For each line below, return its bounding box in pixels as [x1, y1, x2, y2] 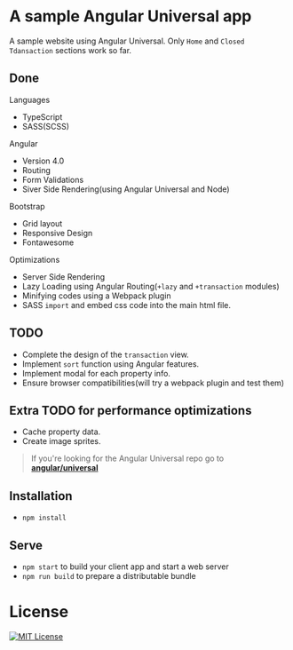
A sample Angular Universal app [9, 6, 252, 27]
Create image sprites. [21, 436, 101, 447]
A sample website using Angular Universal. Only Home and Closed [9, 36, 245, 46]
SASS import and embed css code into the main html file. [21, 299, 232, 310]
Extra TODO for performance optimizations [9, 402, 252, 418]
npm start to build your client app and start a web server [21, 561, 229, 572]
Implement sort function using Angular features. [21, 358, 200, 369]
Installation [9, 488, 73, 503]
